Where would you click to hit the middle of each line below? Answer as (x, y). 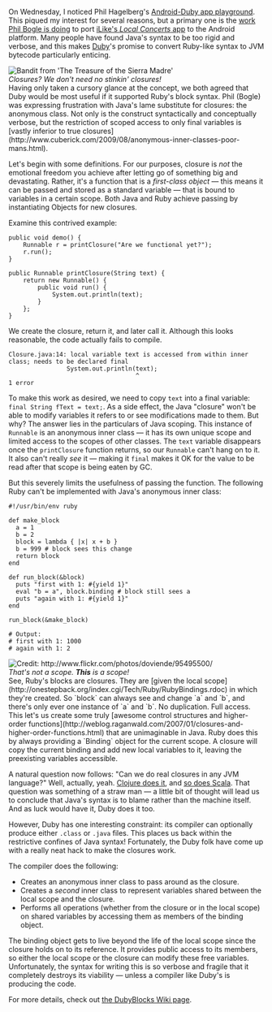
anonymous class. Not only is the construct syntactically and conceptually (133, 114)
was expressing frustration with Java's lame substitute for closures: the (128, 105)
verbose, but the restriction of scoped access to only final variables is (125, 122)
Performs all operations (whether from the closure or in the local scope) (140, 908)
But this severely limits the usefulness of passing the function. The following (136, 483)
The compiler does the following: (64, 866)
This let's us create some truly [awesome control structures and (115, 715)
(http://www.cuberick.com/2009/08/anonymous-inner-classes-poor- (124, 140)
